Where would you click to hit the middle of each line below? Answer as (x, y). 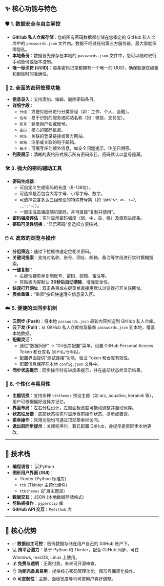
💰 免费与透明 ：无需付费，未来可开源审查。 (55, 563)
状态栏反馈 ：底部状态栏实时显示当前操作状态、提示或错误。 (72, 414)
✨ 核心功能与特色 (31, 9)
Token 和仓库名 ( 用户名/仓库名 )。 (51, 352)
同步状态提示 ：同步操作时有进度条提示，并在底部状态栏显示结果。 (78, 370)
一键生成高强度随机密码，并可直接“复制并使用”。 (68, 212)
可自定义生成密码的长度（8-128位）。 (56, 188)
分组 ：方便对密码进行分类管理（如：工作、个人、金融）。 (75, 111)
